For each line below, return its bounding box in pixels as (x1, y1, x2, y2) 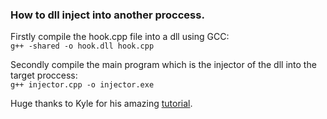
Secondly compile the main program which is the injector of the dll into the (10, 59, 317, 71)
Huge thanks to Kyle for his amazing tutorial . (10, 98, 193, 110)
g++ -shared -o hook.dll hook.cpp (10, 41, 155, 52)
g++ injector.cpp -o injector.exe (10, 80, 155, 90)
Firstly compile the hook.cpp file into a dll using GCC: (10, 31, 230, 43)
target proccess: (10, 69, 78, 82)
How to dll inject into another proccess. (10, 8, 205, 22)
